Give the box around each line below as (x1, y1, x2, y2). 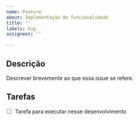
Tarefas (6, 92, 36, 102)
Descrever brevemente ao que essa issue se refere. (6, 74, 134, 82)
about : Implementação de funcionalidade (6, 14, 109, 20)
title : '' (6, 20, 31, 26)
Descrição (6, 58, 46, 69)
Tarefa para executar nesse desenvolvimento (14, 107, 127, 115)
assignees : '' (6, 31, 42, 37)
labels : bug (6, 25, 36, 32)
